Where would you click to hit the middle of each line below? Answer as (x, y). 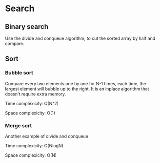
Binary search (27, 27)
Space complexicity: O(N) (31, 155)
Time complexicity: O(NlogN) (34, 145)
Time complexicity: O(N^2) (32, 103)
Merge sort (19, 125)
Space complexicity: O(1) (30, 113)
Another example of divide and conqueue (47, 136)
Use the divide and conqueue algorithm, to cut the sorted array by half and (80, 38)
